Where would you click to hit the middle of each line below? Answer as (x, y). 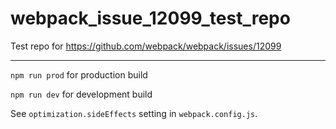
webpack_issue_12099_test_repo (150, 18)
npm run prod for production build (79, 74)
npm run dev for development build (81, 94)
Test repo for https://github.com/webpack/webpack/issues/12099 (146, 46)
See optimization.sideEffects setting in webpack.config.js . (134, 113)
